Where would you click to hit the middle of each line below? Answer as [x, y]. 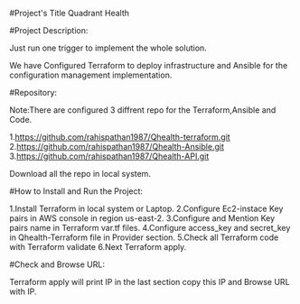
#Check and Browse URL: [57, 264]
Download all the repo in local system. [80, 174]
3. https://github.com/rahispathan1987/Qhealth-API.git [109, 156]
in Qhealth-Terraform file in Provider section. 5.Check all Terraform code [144, 237]
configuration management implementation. [91, 75]
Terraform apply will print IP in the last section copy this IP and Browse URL [150, 282]
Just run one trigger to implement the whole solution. [108, 48]
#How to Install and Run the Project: [76, 191]
